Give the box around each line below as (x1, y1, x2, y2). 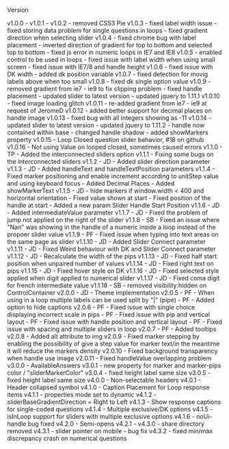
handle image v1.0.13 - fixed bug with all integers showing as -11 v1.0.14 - (7, 114, 212, 122)
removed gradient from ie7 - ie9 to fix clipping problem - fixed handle (7, 85, 203, 93)
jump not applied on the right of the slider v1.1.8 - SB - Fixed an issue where (7, 216, 220, 223)
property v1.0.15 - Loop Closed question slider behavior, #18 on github (7, 136, 204, 143)
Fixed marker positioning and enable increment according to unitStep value (7, 172, 219, 180)
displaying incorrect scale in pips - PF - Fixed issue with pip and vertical (7, 311, 211, 318)
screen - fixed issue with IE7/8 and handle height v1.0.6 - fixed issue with (7, 63, 213, 71)
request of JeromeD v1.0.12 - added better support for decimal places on (7, 106, 212, 114)
